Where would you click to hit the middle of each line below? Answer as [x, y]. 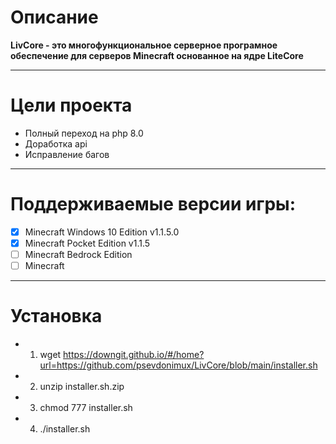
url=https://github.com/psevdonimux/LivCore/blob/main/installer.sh [178, 365]
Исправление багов [67, 154]
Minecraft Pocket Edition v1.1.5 [87, 243]
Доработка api [56, 143]
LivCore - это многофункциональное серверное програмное [144, 45]
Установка [56, 316]
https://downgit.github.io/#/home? [134, 354]
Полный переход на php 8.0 [84, 133]
